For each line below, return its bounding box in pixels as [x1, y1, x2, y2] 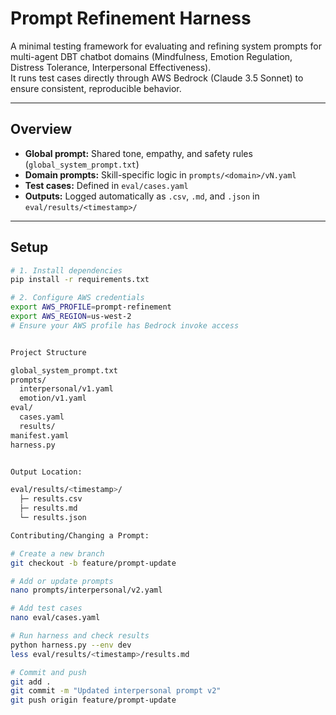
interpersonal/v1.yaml [19, 384, 114, 394]
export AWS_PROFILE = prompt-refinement [10, 302, 172, 312]
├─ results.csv [19, 494, 83, 504]
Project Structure [10, 347, 87, 357]
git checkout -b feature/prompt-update [10, 558, 177, 568]
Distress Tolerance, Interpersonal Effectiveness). [10, 61, 212, 73]
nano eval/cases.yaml [10, 613, 101, 623]
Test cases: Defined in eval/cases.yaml [24, 179, 189, 191]
